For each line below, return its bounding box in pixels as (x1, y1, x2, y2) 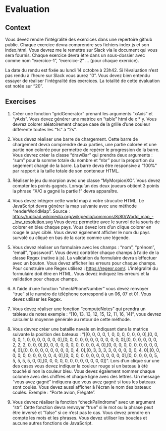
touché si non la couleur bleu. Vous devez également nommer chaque (12, 368, 155, 374)
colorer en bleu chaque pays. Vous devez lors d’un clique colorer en (12, 224, 152, 230)
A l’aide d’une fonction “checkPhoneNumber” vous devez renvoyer (12, 285, 149, 291)
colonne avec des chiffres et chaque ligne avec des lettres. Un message (12, 373, 160, 379)
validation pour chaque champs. (12, 276, 78, 282)
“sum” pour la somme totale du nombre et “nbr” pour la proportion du (12, 157, 155, 163)
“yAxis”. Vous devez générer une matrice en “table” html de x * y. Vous (12, 116, 157, 122)
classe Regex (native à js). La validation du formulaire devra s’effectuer (12, 255, 157, 260)
